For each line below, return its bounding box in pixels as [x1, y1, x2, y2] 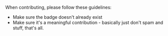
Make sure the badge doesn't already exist [12, 14, 103, 20]
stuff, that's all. [12, 25, 44, 31]
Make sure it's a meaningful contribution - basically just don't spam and [12, 20, 163, 25]
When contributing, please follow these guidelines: [5, 5, 112, 10]
